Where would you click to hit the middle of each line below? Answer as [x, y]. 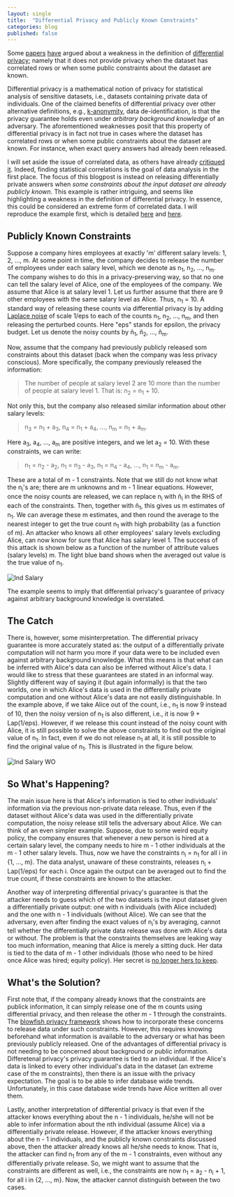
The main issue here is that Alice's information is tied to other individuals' [112, 801]
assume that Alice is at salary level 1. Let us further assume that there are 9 [115, 292]
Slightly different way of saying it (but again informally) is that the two [107, 682]
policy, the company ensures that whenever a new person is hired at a [108, 838]
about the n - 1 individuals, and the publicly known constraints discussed [112, 1139]
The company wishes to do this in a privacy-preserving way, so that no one [116, 276]
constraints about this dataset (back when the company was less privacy [112, 355]
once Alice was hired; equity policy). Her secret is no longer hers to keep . [113, 961]
